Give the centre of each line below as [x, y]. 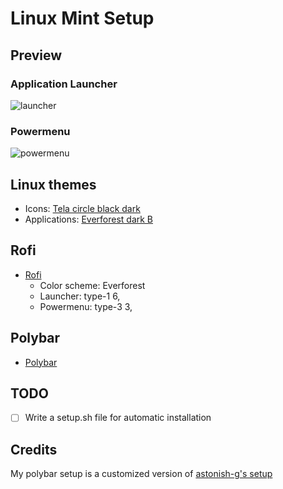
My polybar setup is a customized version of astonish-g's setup [141, 474]
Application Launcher [64, 84]
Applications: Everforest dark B [89, 219]
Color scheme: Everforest [92, 285]
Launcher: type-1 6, [80, 296]
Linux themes [53, 184]
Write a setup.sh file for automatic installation [118, 418]
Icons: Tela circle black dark [82, 208]
